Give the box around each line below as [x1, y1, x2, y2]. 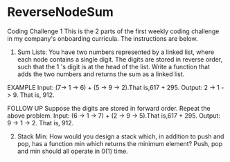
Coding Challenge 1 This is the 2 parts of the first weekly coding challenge [7, 27, 220, 35]
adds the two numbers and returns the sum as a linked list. [17, 70, 185, 78]
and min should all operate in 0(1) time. [17, 147, 128, 155]
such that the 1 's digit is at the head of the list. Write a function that [17, 62, 210, 71]
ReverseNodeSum [7, 4, 114, 20]
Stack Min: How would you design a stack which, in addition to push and [17, 132, 224, 141]
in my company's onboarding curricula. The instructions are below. [7, 34, 198, 42]
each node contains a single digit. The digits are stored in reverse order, [17, 55, 223, 63]
